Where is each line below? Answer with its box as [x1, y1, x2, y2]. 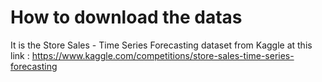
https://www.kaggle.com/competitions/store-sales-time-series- [31, 49, 295, 61]
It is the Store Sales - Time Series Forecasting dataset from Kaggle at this [10, 39, 313, 51]
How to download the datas [10, 6, 243, 29]
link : [10, 49, 30, 61]
